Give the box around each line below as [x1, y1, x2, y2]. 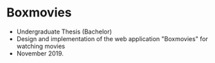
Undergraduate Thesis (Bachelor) [16, 27, 112, 36]
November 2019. [16, 49, 64, 58]
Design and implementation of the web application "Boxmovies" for [16, 34, 209, 42]
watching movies [16, 42, 66, 50]
